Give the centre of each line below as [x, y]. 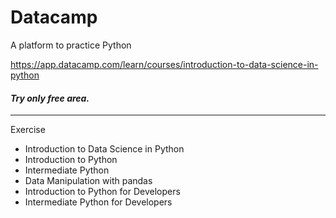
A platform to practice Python [71, 45]
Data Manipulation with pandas [88, 181]
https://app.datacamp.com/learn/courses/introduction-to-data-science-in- [164, 64]
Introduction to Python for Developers [102, 192]
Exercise [28, 130]
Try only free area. [50, 98]
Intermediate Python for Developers [98, 202]
